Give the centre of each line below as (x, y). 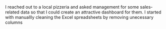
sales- (146, 7)
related (12, 12)
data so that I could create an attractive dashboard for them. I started (91, 12)
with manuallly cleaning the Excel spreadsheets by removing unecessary (79, 17)
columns (14, 22)
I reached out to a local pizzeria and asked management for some (72, 7)
